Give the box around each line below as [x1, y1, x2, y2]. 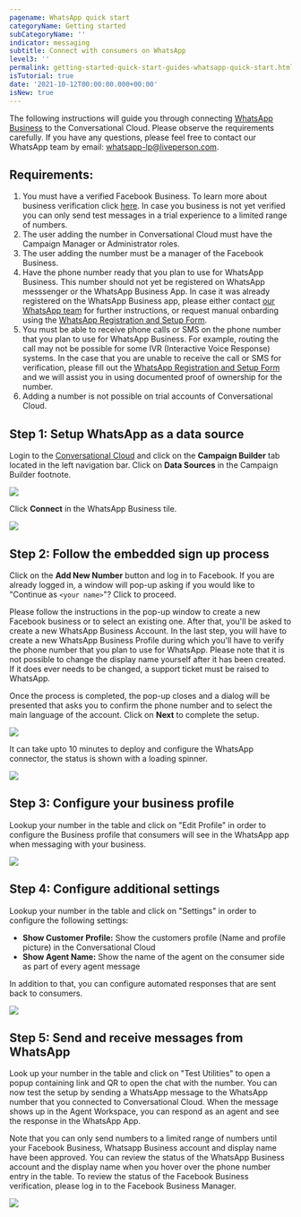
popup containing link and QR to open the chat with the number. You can [9, 1077, 278, 1089]
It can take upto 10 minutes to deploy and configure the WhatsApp [9, 743, 254, 754]
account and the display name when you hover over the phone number [9, 1161, 271, 1172]
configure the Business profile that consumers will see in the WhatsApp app [9, 829, 289, 840]
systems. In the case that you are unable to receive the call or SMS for [21, 353, 282, 364]
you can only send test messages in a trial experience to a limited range [21, 210, 288, 220]
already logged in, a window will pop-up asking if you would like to [9, 579, 255, 590]
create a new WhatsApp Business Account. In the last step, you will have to [9, 625, 288, 636]
